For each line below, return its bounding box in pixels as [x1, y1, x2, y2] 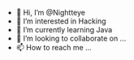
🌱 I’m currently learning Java [15, 25, 113, 34]
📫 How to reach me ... [15, 43, 92, 52]
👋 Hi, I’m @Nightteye [15, 8, 85, 17]
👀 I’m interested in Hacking [15, 16, 107, 26]
